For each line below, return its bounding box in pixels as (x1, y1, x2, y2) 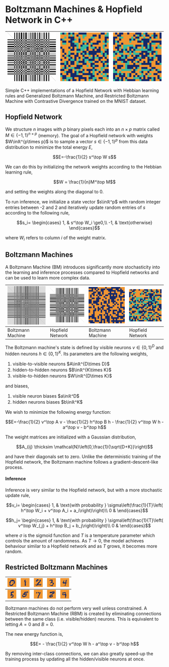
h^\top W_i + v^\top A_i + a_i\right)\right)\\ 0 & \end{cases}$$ (21, 507, 148, 513)
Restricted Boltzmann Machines (5, 563, 108, 572)
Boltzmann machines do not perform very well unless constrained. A (5, 605, 147, 611)
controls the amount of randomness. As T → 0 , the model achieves (5, 537, 144, 543)
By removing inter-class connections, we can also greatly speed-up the (5, 650, 153, 656)
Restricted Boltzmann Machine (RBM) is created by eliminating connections (5, 610, 162, 617)
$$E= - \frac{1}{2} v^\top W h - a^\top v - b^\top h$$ (30, 641, 139, 647)
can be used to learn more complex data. (5, 274, 91, 281)
